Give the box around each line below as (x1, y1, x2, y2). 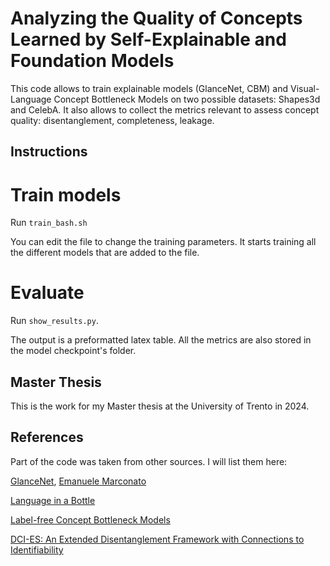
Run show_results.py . (10, 315, 99, 327)
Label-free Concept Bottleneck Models (10, 513, 171, 526)
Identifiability (10, 543, 64, 556)
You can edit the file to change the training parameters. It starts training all (10, 236, 317, 248)
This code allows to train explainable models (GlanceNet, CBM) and (10, 82, 289, 94)
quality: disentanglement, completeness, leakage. (10, 114, 215, 126)
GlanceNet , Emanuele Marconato (10, 475, 147, 487)
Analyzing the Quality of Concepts (10, 7, 303, 30)
